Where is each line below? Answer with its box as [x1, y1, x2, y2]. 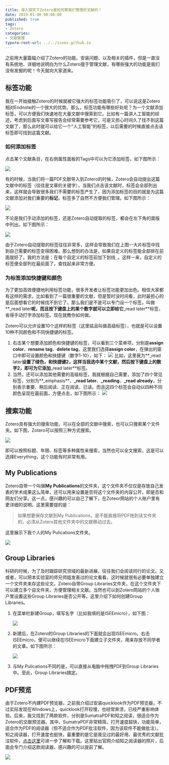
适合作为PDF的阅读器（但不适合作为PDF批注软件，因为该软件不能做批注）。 [5, 725, 161, 731]
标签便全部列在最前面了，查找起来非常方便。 [5, 261, 98, 267]
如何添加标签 [5, 143, 37, 150]
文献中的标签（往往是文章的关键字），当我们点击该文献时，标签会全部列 [5, 182, 153, 188]
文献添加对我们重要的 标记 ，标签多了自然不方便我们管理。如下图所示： [5, 195, 151, 201]
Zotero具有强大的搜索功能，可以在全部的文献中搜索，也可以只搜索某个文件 [5, 421, 160, 427]
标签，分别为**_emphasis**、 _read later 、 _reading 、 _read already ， [12, 378, 157, 384]
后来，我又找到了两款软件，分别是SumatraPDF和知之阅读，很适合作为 [14, 712, 159, 719]
